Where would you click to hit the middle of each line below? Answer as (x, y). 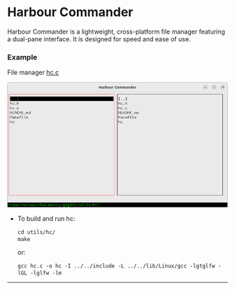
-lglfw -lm (46, 273)
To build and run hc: (46, 219)
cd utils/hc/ (36, 233)
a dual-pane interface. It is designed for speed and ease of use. (99, 39)
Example (22, 57)
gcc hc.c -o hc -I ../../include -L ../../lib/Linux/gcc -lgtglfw (116, 266)
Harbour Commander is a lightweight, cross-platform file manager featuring (116, 32)
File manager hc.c (33, 72)
